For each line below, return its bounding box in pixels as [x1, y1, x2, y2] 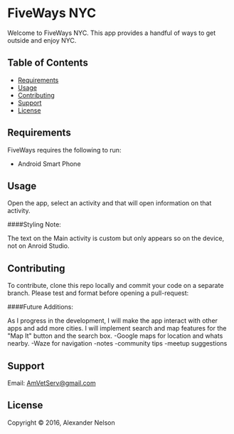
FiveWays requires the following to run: [7, 145, 122, 154]
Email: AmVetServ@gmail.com [7, 379, 96, 387]
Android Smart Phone [17, 159, 81, 168]
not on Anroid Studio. [7, 242, 70, 250]
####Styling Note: [7, 220, 62, 229]
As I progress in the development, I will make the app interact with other [7, 316, 218, 325]
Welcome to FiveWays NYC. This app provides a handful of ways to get [7, 29, 216, 37]
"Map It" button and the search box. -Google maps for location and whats [7, 331, 223, 340]
